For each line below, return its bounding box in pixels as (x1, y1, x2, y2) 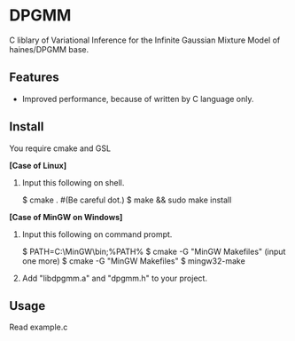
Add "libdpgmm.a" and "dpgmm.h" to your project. (21, 273, 208, 283)
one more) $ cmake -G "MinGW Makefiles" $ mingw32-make (21, 255, 245, 266)
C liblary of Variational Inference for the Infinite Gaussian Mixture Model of (9, 35, 281, 45)
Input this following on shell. (21, 177, 125, 187)
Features (9, 70, 59, 85)
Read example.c (9, 321, 68, 333)
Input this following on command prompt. (21, 228, 173, 240)
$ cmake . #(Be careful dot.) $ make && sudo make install (21, 194, 232, 205)
